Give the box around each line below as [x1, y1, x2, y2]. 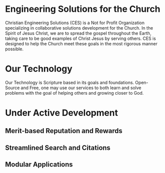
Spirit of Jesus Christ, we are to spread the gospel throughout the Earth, [5, 30, 152, 36]
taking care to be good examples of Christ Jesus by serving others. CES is [5, 35, 156, 41]
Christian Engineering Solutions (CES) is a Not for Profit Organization [5, 20, 145, 26]
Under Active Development [5, 107, 118, 119]
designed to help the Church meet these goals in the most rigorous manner [5, 40, 158, 46]
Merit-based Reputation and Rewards [5, 127, 123, 135]
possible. [5, 46, 24, 52]
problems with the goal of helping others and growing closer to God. [5, 90, 144, 96]
